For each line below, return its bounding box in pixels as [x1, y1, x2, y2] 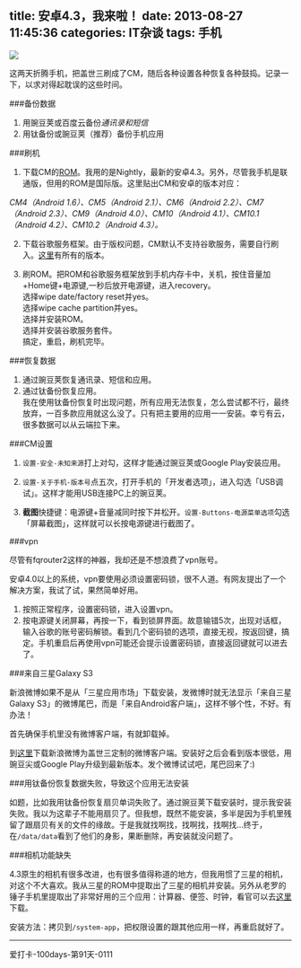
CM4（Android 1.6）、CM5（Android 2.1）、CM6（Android [9, 197, 221, 207]
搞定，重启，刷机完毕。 [21, 336, 109, 347]
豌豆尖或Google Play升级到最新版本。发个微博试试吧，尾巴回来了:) [9, 758, 255, 770]
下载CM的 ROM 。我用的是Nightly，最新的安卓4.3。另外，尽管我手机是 [21, 166, 280, 177]
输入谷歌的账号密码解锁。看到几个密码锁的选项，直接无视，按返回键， [21, 626, 282, 637]
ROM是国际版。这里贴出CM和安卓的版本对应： [69, 178, 243, 189]
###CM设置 [9, 438, 54, 449]
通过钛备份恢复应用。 [21, 385, 101, 396]
